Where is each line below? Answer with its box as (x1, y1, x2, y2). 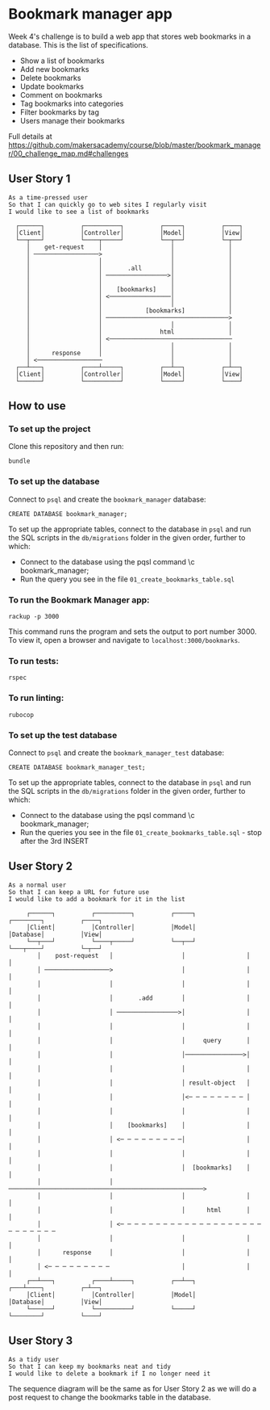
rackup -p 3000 (8, 613, 60, 621)
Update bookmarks (19, 82, 85, 91)
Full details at (8, 131, 52, 141)
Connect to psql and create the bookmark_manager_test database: (8, 748, 224, 757)
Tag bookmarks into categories (19, 99, 124, 108)
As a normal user (8, 881, 67, 889)
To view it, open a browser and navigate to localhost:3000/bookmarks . (8, 636, 240, 645)
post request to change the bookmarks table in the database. (8, 1392, 211, 1402)
